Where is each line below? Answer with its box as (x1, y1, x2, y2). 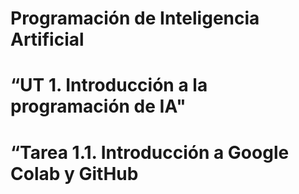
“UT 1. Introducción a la (10, 74, 208, 97)
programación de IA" (10, 95, 187, 118)
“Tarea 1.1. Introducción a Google (10, 141, 290, 164)
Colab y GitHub (10, 162, 139, 185)
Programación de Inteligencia (10, 7, 260, 30)
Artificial (10, 28, 85, 51)
